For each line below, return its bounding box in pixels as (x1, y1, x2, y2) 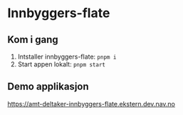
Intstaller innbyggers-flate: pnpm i (17, 52, 117, 61)
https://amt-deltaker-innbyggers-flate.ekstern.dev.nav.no (7, 99, 176, 108)
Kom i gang (7, 34, 58, 46)
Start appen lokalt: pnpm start (17, 60, 105, 69)
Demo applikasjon (7, 81, 89, 93)
